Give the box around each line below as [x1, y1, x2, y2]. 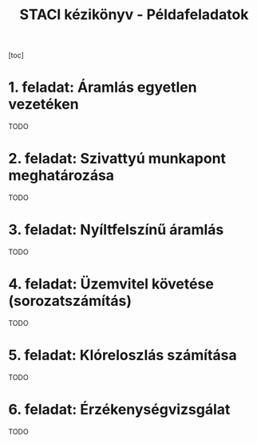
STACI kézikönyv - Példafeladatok [19, 6, 249, 24]
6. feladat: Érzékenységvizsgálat [8, 401, 231, 419]
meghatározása [8, 167, 114, 185]
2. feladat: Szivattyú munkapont [8, 150, 226, 168]
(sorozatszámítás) [8, 292, 132, 310]
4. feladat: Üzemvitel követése [8, 275, 214, 293]
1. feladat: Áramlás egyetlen [8, 78, 197, 96]
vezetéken [8, 96, 79, 113]
